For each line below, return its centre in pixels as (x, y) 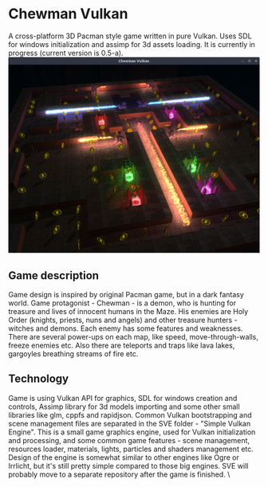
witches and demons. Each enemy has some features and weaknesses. (126, 328)
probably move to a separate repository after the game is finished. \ (119, 474)
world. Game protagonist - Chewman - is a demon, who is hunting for (122, 303)
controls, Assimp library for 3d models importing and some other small (124, 406)
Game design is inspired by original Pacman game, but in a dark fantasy (126, 295)
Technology (39, 379)
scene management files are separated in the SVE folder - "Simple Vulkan (130, 423)
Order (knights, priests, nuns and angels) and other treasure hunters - (123, 320)
